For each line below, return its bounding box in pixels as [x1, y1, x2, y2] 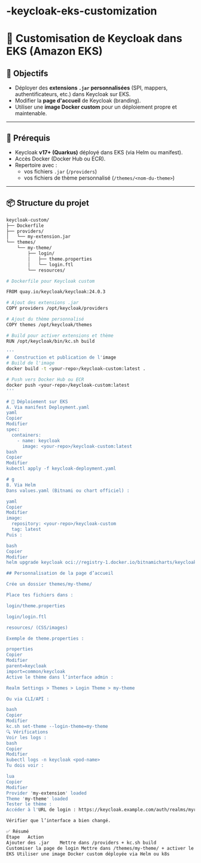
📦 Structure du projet [6, 198, 90, 208]
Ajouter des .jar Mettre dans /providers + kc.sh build [6, 840, 157, 846]
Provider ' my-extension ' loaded [6, 790, 87, 796]
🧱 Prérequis [6, 133, 51, 143]
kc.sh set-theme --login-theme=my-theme [6, 724, 109, 730]
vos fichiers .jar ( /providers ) [23, 168, 98, 175]
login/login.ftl [6, 614, 47, 620]
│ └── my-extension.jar [6, 234, 71, 240]
